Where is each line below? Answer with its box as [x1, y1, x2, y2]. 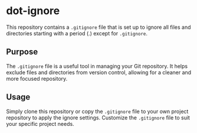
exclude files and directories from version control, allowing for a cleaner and [6, 69, 192, 76]
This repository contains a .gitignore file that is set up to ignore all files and [6, 24, 191, 31]
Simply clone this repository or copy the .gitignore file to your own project [6, 108, 189, 115]
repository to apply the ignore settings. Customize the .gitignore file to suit [6, 114, 191, 121]
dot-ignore [6, 4, 60, 18]
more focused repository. [6, 75, 68, 82]
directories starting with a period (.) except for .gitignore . [6, 29, 147, 36]
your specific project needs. [6, 120, 75, 127]
